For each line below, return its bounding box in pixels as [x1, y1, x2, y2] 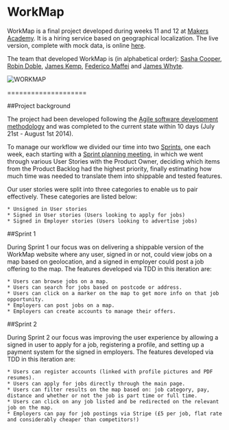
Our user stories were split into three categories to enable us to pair [7, 185, 198, 193]
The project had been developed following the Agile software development [7, 114, 218, 123]
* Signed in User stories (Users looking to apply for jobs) [7, 212, 186, 218]
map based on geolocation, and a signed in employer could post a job [7, 257, 204, 266]
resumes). [7, 374, 36, 381]
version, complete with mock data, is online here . [7, 41, 146, 49]
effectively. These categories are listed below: [7, 192, 138, 201]
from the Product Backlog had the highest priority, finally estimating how [7, 164, 213, 173]
